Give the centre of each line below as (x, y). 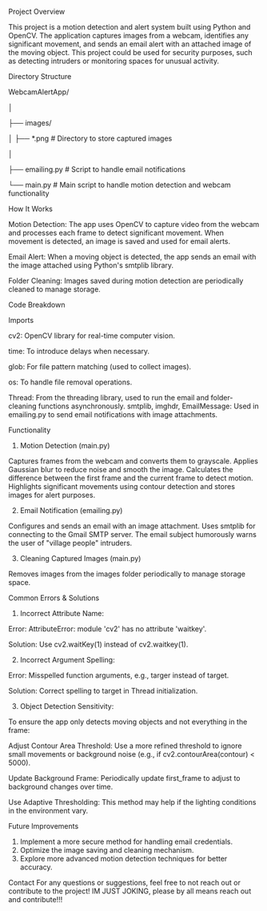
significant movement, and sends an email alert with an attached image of (130, 44)
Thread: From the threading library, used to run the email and (109, 398)
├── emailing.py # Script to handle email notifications (97, 169)
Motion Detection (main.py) (65, 446)
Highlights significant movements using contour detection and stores (122, 486)
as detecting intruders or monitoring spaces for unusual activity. (114, 61)
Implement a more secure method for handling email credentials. (126, 841)
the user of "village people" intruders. (70, 543)
